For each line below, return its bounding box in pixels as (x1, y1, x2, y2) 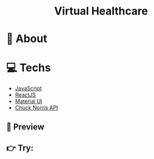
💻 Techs (6, 60, 51, 74)
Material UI (14, 98, 43, 105)
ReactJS (14, 91, 36, 99)
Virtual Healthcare (54, 4, 149, 18)
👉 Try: (6, 143, 34, 154)
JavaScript (14, 85, 42, 92)
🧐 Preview (6, 122, 45, 132)
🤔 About (6, 32, 48, 46)
